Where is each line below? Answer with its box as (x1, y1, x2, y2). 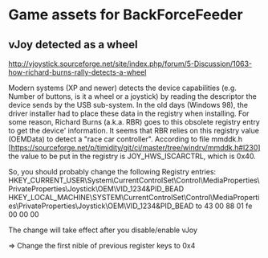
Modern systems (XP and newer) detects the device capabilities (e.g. (8, 83, 237, 92)
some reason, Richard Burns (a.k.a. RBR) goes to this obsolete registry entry (8, 117, 261, 126)
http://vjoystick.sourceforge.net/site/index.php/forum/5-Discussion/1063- (8, 59, 253, 68)
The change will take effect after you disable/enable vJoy (8, 225, 198, 235)
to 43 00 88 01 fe (195, 201, 253, 211)
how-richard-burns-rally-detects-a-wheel (8, 68, 147, 77)
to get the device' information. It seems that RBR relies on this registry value (8, 126, 259, 135)
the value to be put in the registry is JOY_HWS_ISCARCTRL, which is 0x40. (8, 151, 257, 161)
